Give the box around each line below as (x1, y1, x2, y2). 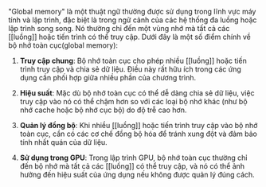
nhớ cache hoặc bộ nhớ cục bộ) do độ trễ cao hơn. (19, 105, 187, 115)
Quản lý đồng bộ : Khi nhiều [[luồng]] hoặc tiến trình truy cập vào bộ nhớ (19, 121, 258, 130)
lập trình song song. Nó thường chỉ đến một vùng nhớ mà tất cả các (8, 24, 230, 33)
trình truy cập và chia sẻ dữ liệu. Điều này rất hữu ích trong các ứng (19, 64, 241, 74)
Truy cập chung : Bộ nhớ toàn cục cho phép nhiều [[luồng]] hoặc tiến (19, 56, 247, 65)
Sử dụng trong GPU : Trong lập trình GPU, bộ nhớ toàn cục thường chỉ (19, 153, 248, 162)
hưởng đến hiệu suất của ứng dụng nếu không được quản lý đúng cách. (19, 170, 255, 179)
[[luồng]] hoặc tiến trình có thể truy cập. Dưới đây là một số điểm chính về (8, 32, 251, 41)
